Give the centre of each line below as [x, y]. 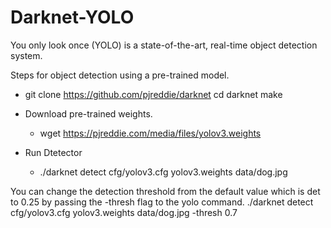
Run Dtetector [53, 152]
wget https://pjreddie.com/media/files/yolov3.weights [150, 133]
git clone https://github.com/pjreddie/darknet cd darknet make [153, 94]
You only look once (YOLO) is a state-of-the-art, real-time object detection [164, 45]
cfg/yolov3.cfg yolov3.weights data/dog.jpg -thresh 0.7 [124, 212]
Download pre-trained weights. [88, 113]
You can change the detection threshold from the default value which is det [165, 191]
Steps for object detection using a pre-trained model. [120, 75]
